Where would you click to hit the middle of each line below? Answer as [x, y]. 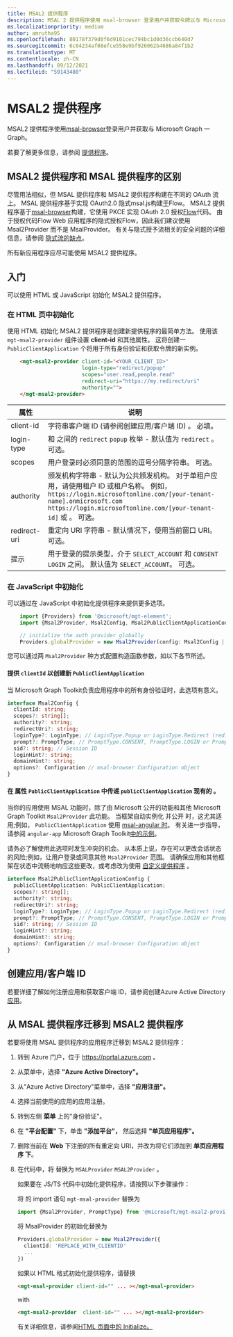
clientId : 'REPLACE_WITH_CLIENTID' [75, 1246]
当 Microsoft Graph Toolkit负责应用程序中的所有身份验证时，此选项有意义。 [114, 690]
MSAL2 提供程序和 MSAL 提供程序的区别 [94, 176]
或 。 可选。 [79, 517]
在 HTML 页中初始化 [41, 314]
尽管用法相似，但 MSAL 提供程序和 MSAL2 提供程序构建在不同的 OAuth [109, 195]
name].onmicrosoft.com [85, 501]
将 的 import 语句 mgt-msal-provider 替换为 [78, 1199]
